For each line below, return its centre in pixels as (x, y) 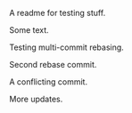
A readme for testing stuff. (58, 13)
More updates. (36, 99)
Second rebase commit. (53, 65)
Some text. (29, 30)
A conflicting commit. (48, 82)
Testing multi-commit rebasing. (67, 47)
